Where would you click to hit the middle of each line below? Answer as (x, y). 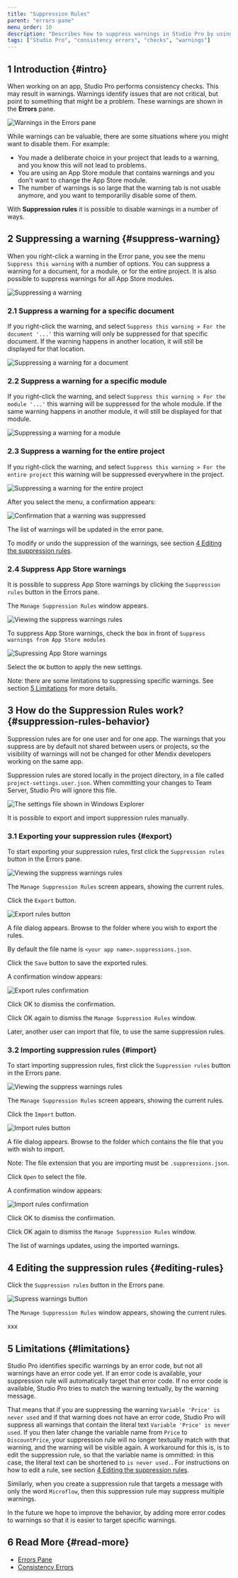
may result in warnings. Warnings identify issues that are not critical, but (113, 94)
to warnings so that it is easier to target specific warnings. (92, 1520)
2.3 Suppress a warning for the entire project (86, 451)
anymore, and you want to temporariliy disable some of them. (107, 195)
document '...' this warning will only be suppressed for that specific (108, 334)
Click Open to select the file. (47, 1177)
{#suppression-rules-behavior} (79, 722)
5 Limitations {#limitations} (69, 1348)
